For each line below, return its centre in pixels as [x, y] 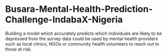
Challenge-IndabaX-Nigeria [64, 20]
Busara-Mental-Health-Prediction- [79, 9]
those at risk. [19, 49]
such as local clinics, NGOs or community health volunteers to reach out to [82, 44]
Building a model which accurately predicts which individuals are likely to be [84, 33]
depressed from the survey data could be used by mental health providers [82, 39]
